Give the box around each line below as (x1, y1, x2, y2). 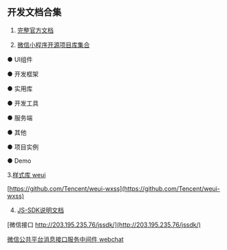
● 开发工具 (7, 99, 39, 107)
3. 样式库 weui (7, 170, 46, 179)
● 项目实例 (7, 143, 39, 151)
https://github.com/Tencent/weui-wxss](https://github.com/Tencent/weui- (9, 184, 220, 192)
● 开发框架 (7, 69, 39, 78)
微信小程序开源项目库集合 (17, 41, 90, 49)
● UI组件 (7, 55, 33, 63)
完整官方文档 (17, 26, 54, 34)
